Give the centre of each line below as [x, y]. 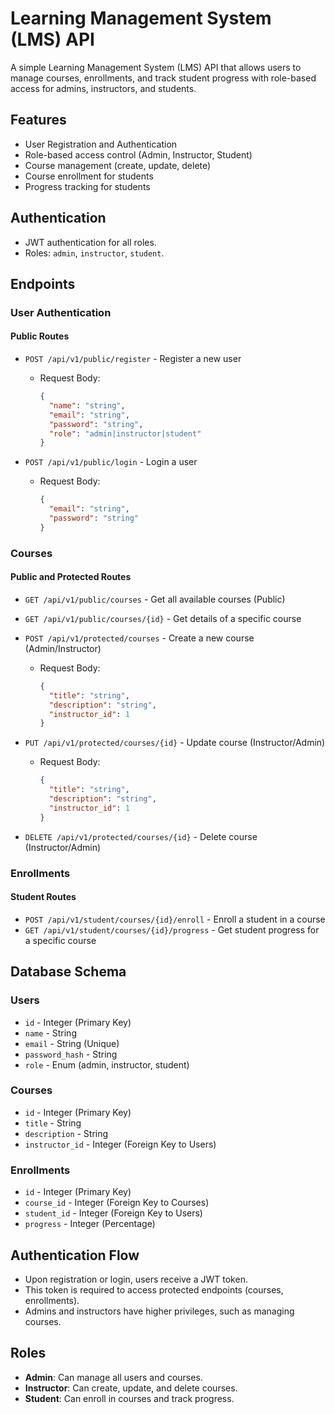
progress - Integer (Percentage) [90, 1224]
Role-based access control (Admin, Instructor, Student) [138, 154]
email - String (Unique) [72, 1043]
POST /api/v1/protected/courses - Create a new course [139, 638]
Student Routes [43, 897]
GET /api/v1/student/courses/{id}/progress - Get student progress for [172, 929]
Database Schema [68, 972]
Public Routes [40, 336]
